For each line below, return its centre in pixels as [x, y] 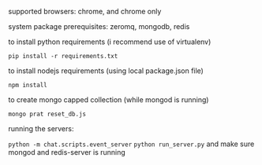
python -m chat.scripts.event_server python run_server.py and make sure [131, 144]
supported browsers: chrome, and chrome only [85, 11]
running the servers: [41, 128]
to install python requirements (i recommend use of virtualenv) [110, 42]
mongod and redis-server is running [67, 152]
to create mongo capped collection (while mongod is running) [109, 100]
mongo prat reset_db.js [47, 114]
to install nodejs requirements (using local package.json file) [106, 71]
